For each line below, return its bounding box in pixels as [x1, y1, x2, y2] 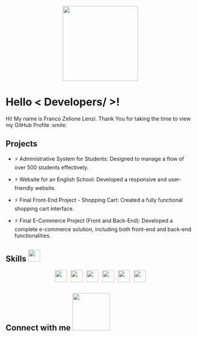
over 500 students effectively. [14, 164, 89, 171]
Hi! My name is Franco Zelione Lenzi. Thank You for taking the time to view [5, 115, 191, 122]
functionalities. [14, 231, 52, 239]
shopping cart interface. [14, 204, 74, 212]
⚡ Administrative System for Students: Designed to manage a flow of [14, 155, 184, 162]
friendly [14, 184, 34, 191]
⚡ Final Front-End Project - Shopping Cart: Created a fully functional [14, 196, 183, 203]
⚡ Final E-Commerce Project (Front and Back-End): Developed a [14, 216, 174, 224]
